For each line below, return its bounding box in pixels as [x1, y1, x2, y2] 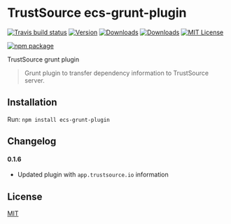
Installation [7, 97, 57, 108]
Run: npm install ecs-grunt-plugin [7, 115, 110, 123]
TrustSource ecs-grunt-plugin [7, 5, 187, 21]
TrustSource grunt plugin [7, 55, 79, 64]
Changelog [7, 135, 57, 148]
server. [24, 76, 45, 85]
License [7, 190, 43, 202]
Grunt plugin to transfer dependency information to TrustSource [24, 69, 209, 77]
